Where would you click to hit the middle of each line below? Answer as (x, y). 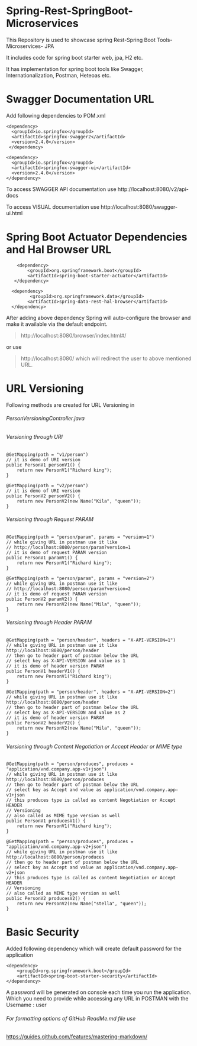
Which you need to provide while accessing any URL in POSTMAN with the (97, 999)
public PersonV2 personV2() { (43, 496)
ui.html (14, 213)
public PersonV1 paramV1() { (42, 558)
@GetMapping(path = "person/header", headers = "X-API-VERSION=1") (91, 640)
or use (14, 346)
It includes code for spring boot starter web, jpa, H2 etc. (75, 57)
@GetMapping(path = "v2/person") (47, 485)
